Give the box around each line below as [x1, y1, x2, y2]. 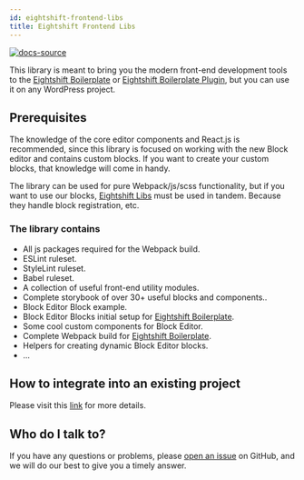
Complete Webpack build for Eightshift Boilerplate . [22, 330, 211, 341]
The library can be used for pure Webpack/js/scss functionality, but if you [9, 181, 286, 192]
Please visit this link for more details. [9, 400, 147, 411]
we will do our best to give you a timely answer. [9, 460, 187, 471]
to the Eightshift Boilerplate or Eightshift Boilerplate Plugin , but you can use [9, 74, 290, 85]
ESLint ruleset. [22, 253, 77, 264]
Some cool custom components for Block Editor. [22, 320, 204, 332]
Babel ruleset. [22, 272, 75, 283]
